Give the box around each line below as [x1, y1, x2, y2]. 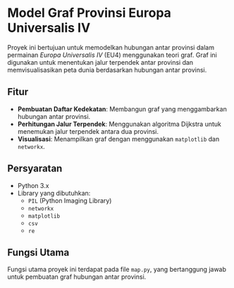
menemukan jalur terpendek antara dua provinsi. [17, 127, 159, 135]
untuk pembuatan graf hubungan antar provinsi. [7, 273, 147, 281]
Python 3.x [17, 181, 49, 189]
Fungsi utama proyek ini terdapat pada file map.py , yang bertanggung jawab [7, 265, 227, 274]
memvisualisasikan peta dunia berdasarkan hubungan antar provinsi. [7, 65, 207, 74]
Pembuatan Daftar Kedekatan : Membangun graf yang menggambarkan [17, 104, 227, 113]
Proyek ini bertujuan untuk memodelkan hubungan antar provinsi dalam [7, 43, 215, 51]
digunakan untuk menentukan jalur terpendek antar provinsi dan [7, 58, 194, 66]
